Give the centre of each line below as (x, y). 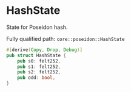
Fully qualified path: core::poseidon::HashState (65, 38)
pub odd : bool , (36, 78)
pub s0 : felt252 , (39, 61)
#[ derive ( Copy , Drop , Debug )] (45, 50)
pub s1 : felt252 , (39, 67)
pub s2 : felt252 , (39, 72)
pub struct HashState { (36, 55)
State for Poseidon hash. (37, 27)
